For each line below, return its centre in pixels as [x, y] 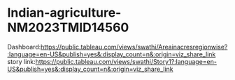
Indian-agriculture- [64, 13]
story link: [22, 61]
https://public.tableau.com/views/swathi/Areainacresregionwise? [134, 47]
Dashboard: [24, 47]
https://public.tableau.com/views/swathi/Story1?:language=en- [126, 61]
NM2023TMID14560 [68, 27]
